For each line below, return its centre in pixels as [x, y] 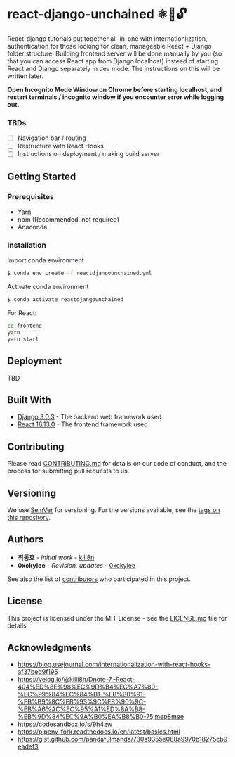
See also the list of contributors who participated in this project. [99, 579]
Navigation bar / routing [52, 138]
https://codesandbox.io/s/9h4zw [65, 724]
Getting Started [42, 176]
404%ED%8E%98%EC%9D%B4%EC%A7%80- [88, 687]
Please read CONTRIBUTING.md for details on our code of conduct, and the [117, 464]
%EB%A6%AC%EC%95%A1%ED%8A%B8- [81, 709]
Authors [26, 540]
